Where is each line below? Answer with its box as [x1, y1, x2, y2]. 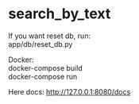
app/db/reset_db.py [8, 39, 73, 48]
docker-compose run [8, 71, 78, 81]
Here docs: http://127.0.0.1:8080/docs [8, 87, 131, 96]
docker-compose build [8, 63, 83, 72]
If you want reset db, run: [8, 31, 91, 40]
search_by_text [8, 5, 111, 23]
